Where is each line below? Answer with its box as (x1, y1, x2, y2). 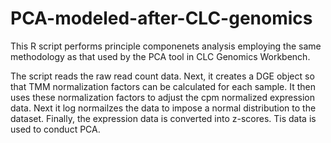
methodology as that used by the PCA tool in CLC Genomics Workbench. (10, 50, 311, 62)
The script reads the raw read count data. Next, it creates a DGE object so (10, 70, 315, 82)
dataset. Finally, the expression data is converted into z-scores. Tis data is (10, 112, 317, 124)
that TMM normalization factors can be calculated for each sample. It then (10, 80, 317, 92)
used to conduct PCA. (10, 123, 101, 135)
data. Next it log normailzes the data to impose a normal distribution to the (10, 102, 317, 114)
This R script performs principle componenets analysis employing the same (10, 40, 322, 52)
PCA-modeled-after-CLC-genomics (10, 7, 313, 30)
